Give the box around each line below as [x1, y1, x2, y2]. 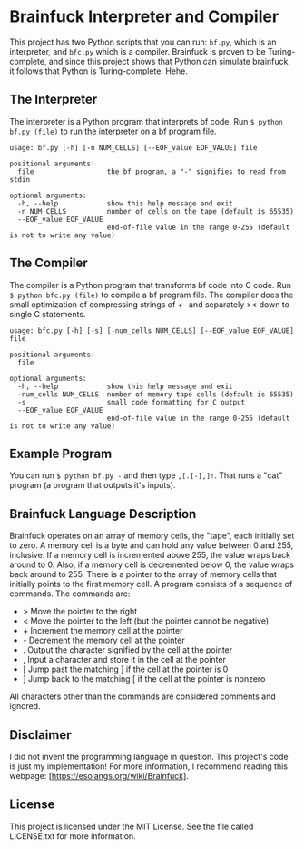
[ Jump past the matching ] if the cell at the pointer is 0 [22, 664, 229, 674]
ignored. [9, 701, 41, 712]
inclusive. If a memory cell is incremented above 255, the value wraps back [9, 550, 291, 561]
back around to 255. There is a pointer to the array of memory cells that [9, 569, 277, 580]
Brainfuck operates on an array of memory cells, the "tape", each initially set [9, 530, 295, 542]
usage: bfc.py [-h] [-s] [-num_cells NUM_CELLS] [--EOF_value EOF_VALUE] [9, 325, 295, 335]
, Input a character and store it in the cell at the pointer [22, 654, 227, 665]
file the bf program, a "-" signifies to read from [17, 166, 286, 176]
